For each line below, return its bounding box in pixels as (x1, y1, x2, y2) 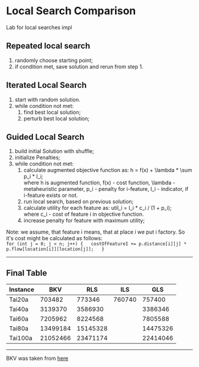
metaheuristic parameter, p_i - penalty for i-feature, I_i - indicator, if (23, 186, 188, 193)
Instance (9, 286, 34, 294)
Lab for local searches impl (6, 24, 72, 31)
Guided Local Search (6, 132, 85, 142)
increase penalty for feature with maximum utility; (23, 217, 145, 224)
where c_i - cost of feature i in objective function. (23, 210, 144, 218)
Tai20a (9, 295, 28, 304)
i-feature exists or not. (23, 192, 78, 199)
